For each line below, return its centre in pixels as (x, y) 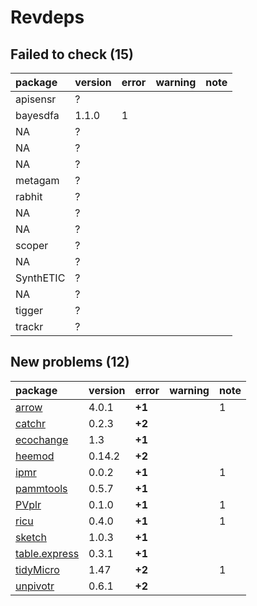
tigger (29, 310)
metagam (37, 180)
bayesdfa (37, 115)
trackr (29, 326)
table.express (47, 553)
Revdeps (47, 17)
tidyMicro (37, 569)
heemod (35, 456)
